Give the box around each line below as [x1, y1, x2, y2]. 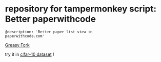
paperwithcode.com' [5, 34, 45, 38]
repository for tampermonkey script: [5, 3, 157, 14]
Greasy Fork [5, 42, 30, 48]
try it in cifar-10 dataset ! [5, 51, 55, 57]
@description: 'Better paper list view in [5, 29, 93, 34]
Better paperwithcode [5, 13, 96, 25]
